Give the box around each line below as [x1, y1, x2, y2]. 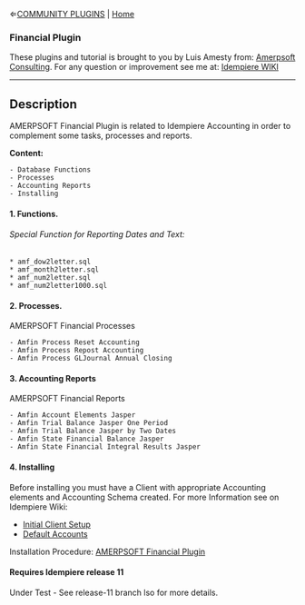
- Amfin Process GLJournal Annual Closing [9, 354, 172, 363]
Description [9, 96, 77, 112]
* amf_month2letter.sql [9, 264, 100, 274]
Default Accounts [22, 528, 88, 540]
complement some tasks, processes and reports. [9, 130, 192, 141]
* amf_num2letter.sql [9, 273, 92, 282]
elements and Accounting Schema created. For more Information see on [9, 491, 280, 502]
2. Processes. [9, 300, 63, 311]
